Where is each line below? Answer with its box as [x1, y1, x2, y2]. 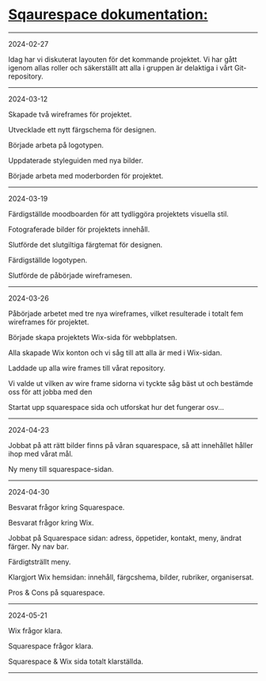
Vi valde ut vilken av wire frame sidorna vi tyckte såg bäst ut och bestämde [8, 378, 253, 388]
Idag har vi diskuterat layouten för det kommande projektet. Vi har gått [8, 54, 237, 64]
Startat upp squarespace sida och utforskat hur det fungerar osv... [8, 402, 224, 411]
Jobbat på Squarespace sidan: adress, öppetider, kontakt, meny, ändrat [8, 533, 242, 542]
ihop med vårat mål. [8, 449, 74, 458]
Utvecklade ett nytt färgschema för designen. [8, 124, 157, 134]
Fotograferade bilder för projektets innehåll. [8, 224, 150, 234]
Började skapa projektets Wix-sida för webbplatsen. [8, 332, 178, 342]
